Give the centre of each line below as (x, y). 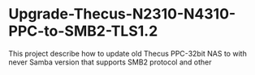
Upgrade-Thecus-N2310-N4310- (122, 14)
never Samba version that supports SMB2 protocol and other (110, 62)
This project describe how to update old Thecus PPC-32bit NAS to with (128, 53)
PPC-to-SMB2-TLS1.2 (83, 31)
